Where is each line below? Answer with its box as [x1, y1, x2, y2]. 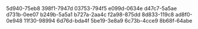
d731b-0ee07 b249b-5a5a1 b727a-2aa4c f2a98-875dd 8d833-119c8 [6, 11, 174, 18]
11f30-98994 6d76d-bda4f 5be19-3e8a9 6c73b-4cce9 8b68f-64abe [23, 17, 193, 24]
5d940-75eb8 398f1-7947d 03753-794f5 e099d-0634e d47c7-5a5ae [6, 5, 177, 12]
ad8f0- [175, 11, 193, 18]
